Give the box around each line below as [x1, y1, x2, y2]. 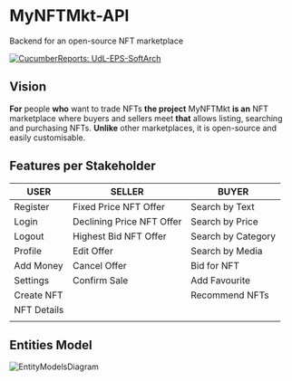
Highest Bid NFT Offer [72, 230, 167, 243]
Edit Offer [72, 244, 113, 257]
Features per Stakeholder [9, 158, 156, 174]
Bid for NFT [190, 259, 240, 271]
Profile [14, 244, 43, 257]
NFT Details [14, 303, 64, 316]
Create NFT [14, 289, 63, 301]
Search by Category [190, 230, 277, 243]
